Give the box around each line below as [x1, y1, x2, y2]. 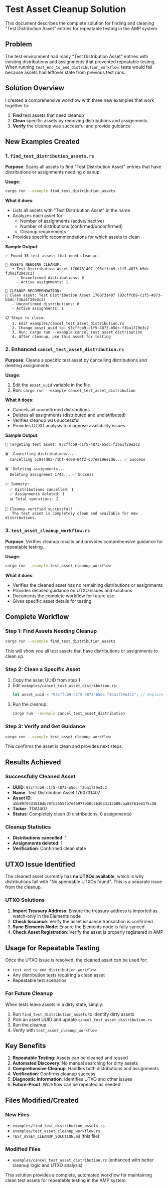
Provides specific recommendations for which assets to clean [12, 234, 140, 240]
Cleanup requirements [20, 229, 66, 235]
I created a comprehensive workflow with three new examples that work [5, 97, 154, 103]
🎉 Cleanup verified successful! [5, 506, 73, 512]
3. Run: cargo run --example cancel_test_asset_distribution [12, 330, 142, 335]
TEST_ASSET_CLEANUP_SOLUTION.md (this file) [12, 1133, 100, 1139]
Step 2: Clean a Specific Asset [5, 666, 80, 673]
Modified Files [5, 1146, 41, 1152]
